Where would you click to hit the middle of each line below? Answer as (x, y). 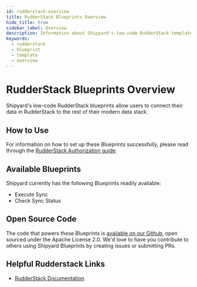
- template (25, 55)
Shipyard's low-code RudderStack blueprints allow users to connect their (94, 105)
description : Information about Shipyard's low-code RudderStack (87, 33)
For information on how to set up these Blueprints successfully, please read (97, 145)
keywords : (18, 39)
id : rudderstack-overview (38, 11)
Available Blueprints (43, 169)
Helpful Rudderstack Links (56, 264)
